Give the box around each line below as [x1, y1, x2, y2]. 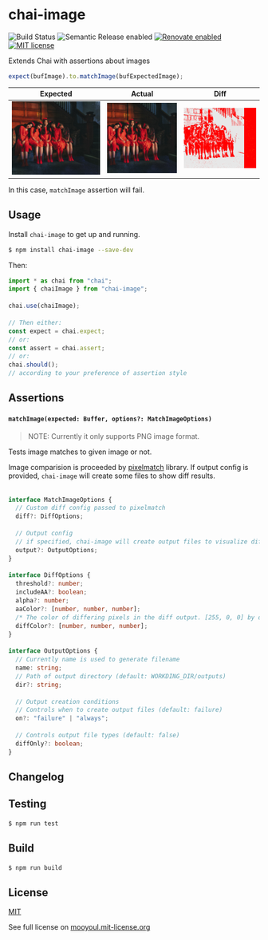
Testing [8, 797, 47, 811]
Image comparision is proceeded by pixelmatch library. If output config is [8, 462, 249, 472]
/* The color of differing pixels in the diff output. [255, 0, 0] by [15, 613, 255, 622]
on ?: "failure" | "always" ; [15, 714, 109, 723]
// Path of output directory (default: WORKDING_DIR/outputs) [15, 672, 227, 680]
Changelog [8, 770, 65, 784]
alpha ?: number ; [15, 597, 69, 605]
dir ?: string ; [15, 681, 62, 689]
